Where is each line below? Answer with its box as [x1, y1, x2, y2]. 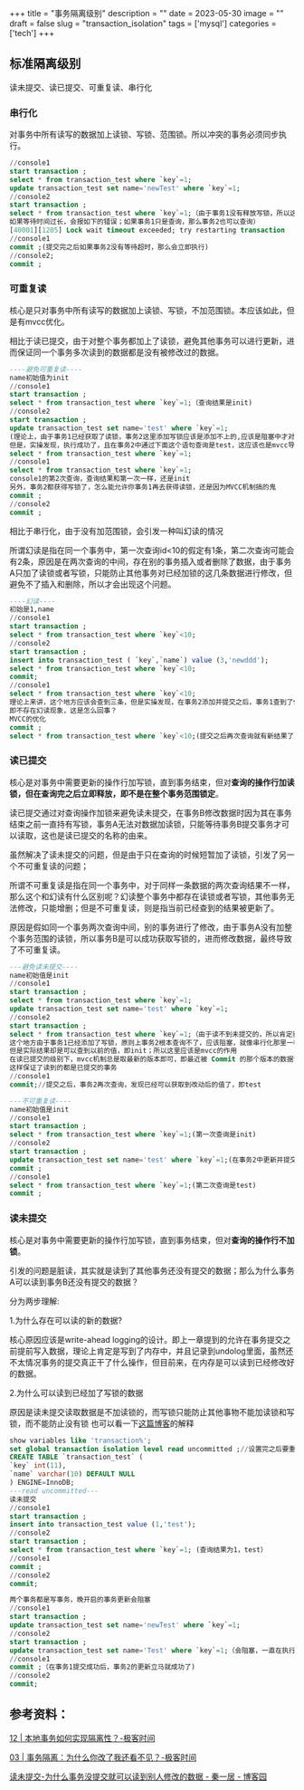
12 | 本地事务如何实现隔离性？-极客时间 [9, 1732, 156, 1743]
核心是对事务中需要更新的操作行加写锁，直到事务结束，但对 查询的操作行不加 [9, 1234, 295, 1245]
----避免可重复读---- [9, 365, 83, 374]
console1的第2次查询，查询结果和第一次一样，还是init [9, 474, 190, 483]
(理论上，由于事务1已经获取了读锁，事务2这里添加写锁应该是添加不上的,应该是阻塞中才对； [9, 432, 302, 441]
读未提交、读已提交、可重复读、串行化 [9, 81, 152, 92]
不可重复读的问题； [16, 860, 89, 871]
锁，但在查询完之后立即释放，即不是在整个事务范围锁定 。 [9, 788, 223, 799]
